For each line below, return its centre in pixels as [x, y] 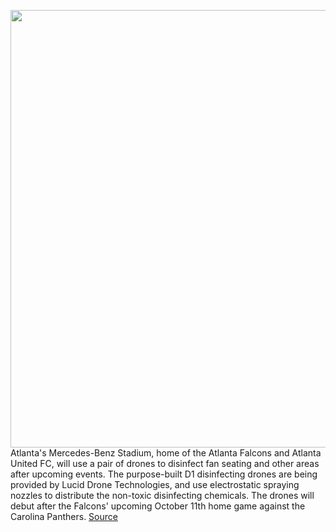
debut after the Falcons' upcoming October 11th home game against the [158, 506]
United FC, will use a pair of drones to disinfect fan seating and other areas [165, 463]
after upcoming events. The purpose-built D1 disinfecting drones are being [164, 474]
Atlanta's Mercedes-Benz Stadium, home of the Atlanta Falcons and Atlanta [166, 453]
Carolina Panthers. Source [64, 516]
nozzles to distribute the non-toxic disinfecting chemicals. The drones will [162, 495]
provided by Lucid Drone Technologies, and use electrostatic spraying [155, 484]
